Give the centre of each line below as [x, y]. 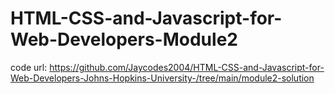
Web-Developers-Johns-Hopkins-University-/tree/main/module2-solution [162, 78]
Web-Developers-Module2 [124, 39]
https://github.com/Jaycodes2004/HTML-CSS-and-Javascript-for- [187, 67]
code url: [29, 67]
